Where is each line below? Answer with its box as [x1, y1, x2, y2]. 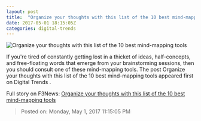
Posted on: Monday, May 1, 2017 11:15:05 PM [20, 108, 130, 115]
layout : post [6, 8, 39, 15]
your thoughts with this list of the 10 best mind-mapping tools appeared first [6, 72, 194, 79]
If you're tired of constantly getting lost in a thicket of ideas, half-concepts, [6, 53, 191, 60]
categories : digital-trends [6, 25, 77, 32]
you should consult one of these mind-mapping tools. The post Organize [6, 66, 185, 73]
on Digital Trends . [6, 79, 51, 86]
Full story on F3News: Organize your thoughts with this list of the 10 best [6, 90, 185, 97]
